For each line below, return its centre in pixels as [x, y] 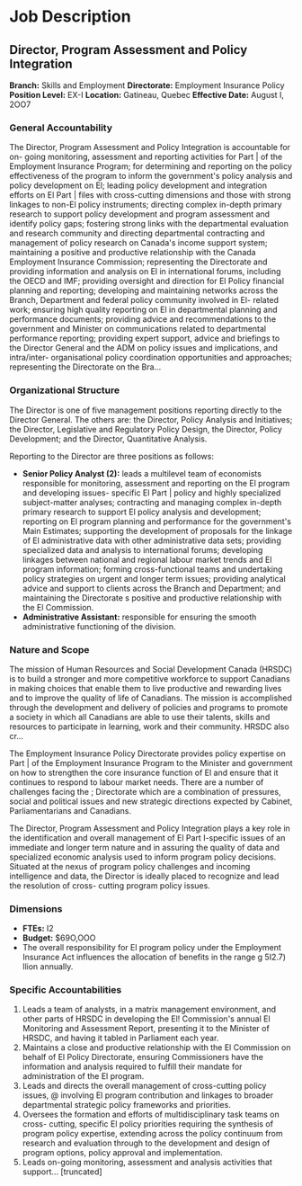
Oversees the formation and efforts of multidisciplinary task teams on [151, 1115]
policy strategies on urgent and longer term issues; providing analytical [154, 578]
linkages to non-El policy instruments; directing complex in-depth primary [146, 205]
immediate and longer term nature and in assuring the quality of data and [145, 847]
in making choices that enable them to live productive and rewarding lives [146, 688]
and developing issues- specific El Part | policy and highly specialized [151, 493]
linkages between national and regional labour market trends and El [147, 559]
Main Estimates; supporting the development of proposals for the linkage [157, 531]
